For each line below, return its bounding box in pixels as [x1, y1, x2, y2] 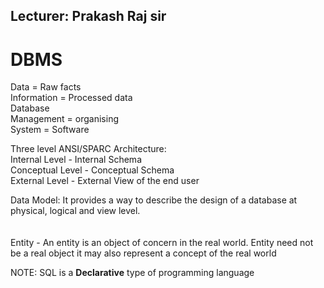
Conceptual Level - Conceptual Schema [10, 164, 175, 176]
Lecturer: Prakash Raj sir [10, 8, 167, 25]
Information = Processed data [10, 92, 133, 104]
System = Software [10, 124, 90, 136]
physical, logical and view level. [10, 205, 141, 217]
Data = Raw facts [10, 81, 82, 93]
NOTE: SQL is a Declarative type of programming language [10, 267, 255, 279]
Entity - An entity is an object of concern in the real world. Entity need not [10, 237, 314, 249]
